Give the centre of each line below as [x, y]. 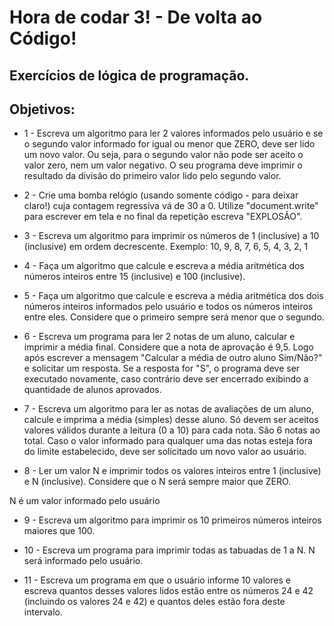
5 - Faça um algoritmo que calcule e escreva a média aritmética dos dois [173, 296]
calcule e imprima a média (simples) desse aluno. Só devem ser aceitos [171, 420]
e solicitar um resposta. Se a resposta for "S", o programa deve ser [162, 368]
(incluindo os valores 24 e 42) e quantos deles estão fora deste [154, 602]
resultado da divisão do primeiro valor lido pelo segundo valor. [152, 176]
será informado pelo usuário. [83, 561]
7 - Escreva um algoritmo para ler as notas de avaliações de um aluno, [169, 409]
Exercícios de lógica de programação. [129, 75]
